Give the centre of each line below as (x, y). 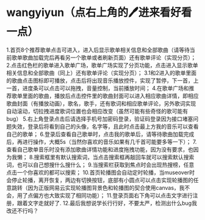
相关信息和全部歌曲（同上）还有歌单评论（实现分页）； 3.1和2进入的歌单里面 (102, 73)
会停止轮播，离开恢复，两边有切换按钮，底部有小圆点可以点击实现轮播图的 (100, 180)
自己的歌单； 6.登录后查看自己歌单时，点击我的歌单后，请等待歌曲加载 (95, 134)
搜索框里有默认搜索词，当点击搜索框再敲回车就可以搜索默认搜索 (114, 157)
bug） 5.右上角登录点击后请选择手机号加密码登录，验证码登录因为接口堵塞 (100, 119)
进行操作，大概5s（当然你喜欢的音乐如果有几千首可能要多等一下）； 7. (110, 142)
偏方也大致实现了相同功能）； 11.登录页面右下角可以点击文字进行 (113, 195)
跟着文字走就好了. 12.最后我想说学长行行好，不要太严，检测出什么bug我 (107, 203)
